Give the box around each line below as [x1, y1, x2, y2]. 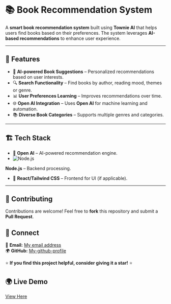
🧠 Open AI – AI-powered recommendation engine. [12, 150, 118, 156]
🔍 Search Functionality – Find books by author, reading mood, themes [12, 80, 162, 86]
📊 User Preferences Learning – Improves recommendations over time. [12, 92, 162, 99]
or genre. [12, 87, 32, 93]
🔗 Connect [5, 228, 39, 237]
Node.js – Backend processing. [5, 165, 71, 171]
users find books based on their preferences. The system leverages [5, 30, 148, 36]
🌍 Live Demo [5, 277, 48, 286]
